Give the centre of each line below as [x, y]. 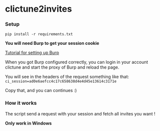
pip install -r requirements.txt [39, 34]
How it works [21, 103]
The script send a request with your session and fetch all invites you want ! [80, 113]
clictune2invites [39, 9]
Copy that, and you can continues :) [41, 91]
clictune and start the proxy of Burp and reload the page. [62, 67]
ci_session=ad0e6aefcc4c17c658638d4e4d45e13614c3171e [61, 81]
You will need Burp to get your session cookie [52, 43]
